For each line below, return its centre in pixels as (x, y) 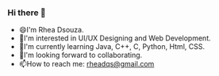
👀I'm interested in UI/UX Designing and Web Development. (115, 38)
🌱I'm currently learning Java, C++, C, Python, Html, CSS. (112, 47)
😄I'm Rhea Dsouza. (51, 30)
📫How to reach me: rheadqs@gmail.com (86, 64)
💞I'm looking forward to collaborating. (81, 55)
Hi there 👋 (27, 13)
